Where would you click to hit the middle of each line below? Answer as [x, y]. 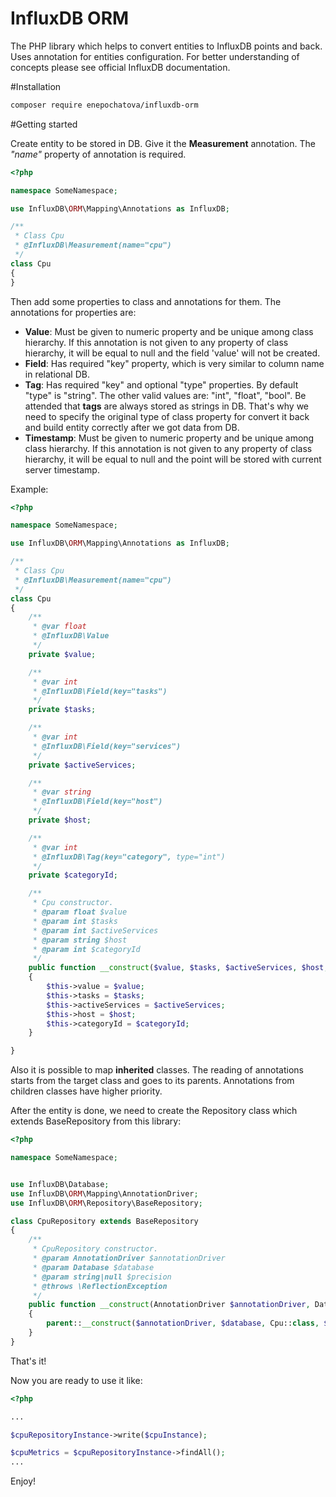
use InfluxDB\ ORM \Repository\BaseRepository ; [106, 1203]
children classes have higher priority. [86, 1091]
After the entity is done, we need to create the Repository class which [154, 1111]
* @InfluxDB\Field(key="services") [107, 746]
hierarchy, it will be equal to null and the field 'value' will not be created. [172, 353]
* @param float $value [80, 912]
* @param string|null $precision [102, 1277]
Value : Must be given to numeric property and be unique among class [169, 331]
